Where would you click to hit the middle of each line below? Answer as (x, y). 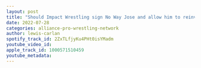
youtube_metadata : (29, 56)
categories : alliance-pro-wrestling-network (63, 28)
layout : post (22, 12)
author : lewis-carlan (33, 34)
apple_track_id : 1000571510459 (45, 50)
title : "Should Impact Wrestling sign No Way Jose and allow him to (93, 17)
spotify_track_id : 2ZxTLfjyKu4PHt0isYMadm (60, 39)
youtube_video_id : (29, 45)
